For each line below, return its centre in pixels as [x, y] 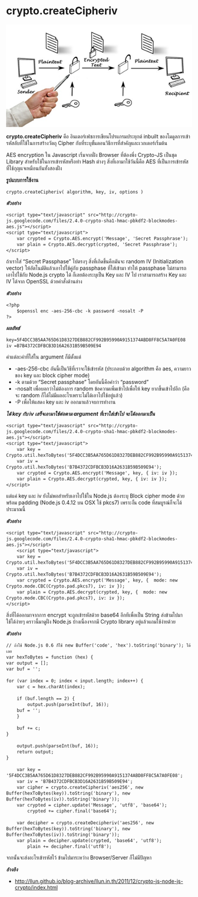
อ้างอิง [12, 869]
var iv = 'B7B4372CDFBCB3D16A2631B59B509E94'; [75, 781]
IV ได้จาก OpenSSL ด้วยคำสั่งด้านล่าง [44, 281]
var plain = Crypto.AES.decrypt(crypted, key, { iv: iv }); [92, 479]
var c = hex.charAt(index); [51, 687]
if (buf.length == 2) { [46, 698]
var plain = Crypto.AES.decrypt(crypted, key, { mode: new [92, 592]
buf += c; [29, 728]
